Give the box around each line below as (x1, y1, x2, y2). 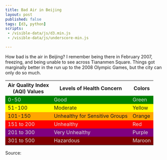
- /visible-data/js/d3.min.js (7, 31, 71, 36)
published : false (5, 17, 42, 22)
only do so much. (5, 69, 41, 75)
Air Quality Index (8, 82, 49, 89)
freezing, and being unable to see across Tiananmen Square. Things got (5, 59, 155, 65)
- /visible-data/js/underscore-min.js (7, 36, 89, 41)
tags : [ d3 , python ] (5, 21, 46, 27)
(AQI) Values (13, 88, 44, 95)
